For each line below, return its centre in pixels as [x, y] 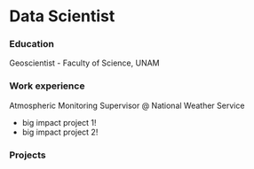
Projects [28, 155]
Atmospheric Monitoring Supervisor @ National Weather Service [127, 105]
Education [32, 44]
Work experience [47, 86]
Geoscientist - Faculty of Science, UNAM [84, 63]
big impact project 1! [59, 122]
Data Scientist [62, 16]
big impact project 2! [60, 132]
